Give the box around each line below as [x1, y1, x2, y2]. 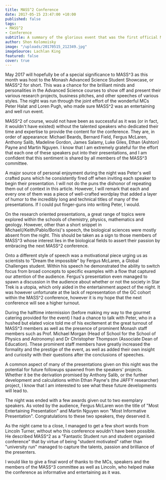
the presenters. [5, 449, 36, 455]
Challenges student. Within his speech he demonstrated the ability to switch [5, 263, 160, 269]
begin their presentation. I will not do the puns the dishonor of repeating [5, 181, 152, 187]
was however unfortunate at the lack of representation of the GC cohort [5, 289, 151, 295]
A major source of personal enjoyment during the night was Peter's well [5, 170, 151, 176]
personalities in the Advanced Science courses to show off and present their [5, 87, 161, 93]
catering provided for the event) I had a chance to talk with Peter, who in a [5, 315, 156, 321]
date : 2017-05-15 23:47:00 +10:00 [5, 12, 77, 17]
